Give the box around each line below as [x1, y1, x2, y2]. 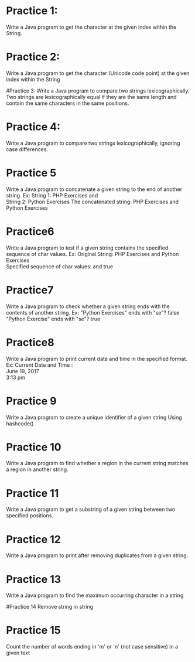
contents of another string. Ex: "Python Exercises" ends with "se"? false [6, 309, 180, 316]
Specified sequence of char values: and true [6, 262, 113, 270]
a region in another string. [6, 466, 69, 473]
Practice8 [6, 336, 54, 349]
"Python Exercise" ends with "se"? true [6, 315, 101, 322]
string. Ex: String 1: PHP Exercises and [6, 192, 98, 199]
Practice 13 [6, 572, 61, 586]
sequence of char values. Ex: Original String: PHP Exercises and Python [6, 250, 179, 257]
